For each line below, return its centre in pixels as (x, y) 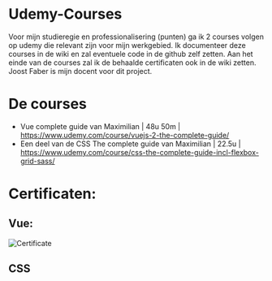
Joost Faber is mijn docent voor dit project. (80, 71)
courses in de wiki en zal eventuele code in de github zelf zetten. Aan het (131, 54)
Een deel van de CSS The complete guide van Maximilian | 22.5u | (130, 144)
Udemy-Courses (65, 14)
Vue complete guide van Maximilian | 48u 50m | (100, 126)
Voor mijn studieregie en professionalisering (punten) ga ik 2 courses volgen (136, 37)
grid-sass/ (37, 161)
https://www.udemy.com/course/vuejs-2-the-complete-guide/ (125, 135)
